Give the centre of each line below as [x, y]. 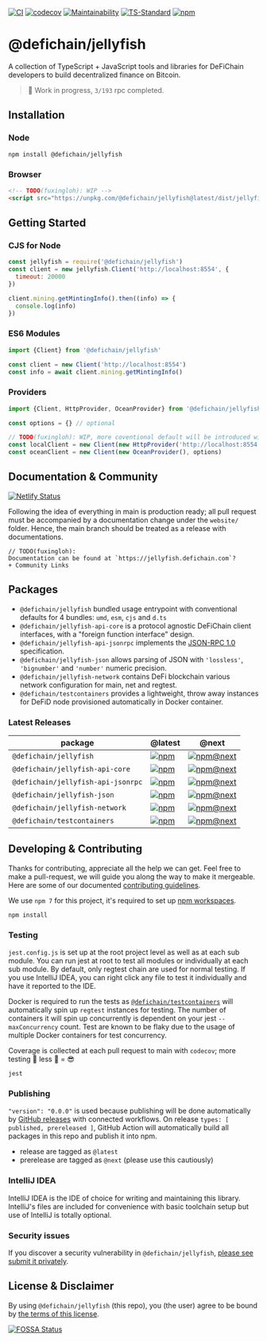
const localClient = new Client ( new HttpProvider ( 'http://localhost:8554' [135, 445]
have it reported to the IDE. [52, 986]
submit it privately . [39, 1261]
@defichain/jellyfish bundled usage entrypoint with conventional [128, 609]
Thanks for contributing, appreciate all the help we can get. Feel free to [124, 868]
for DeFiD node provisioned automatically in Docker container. [122, 702]
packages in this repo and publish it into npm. [83, 1136]
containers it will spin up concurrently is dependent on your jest [112, 1018]
